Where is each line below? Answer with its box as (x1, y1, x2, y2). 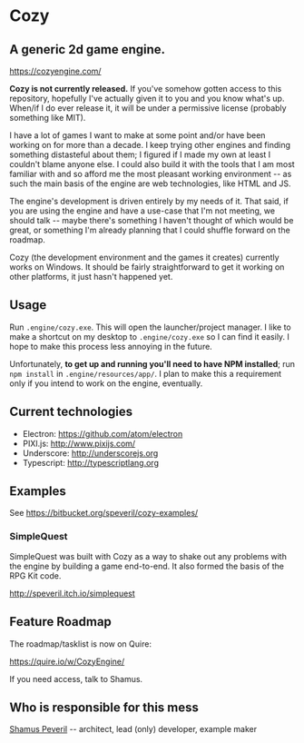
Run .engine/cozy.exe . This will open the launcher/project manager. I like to (9, 322, 292, 332)
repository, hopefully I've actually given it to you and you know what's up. (9, 93, 285, 104)
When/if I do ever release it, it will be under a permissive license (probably (9, 103, 288, 114)
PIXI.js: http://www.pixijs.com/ (22, 438, 136, 449)
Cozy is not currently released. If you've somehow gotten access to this (9, 84, 282, 94)
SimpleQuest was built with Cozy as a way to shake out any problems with (9, 550, 288, 561)
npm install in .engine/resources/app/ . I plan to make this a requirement (9, 368, 282, 379)
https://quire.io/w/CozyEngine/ (9, 656, 125, 667)
